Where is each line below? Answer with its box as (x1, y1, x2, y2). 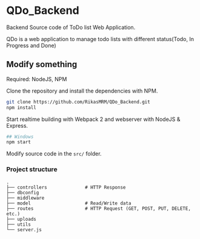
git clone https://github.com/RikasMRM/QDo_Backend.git (6, 99, 150, 105)
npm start (6, 139, 32, 145)
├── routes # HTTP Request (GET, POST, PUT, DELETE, (6, 205, 191, 212)
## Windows (6, 134, 34, 140)
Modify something (6, 59, 78, 70)
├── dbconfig (6, 189, 39, 195)
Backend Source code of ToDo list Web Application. (6, 24, 136, 31)
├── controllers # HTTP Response (6, 184, 126, 191)
